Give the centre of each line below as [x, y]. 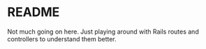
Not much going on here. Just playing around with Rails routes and [103, 31]
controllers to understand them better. [62, 38]
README [34, 12]
